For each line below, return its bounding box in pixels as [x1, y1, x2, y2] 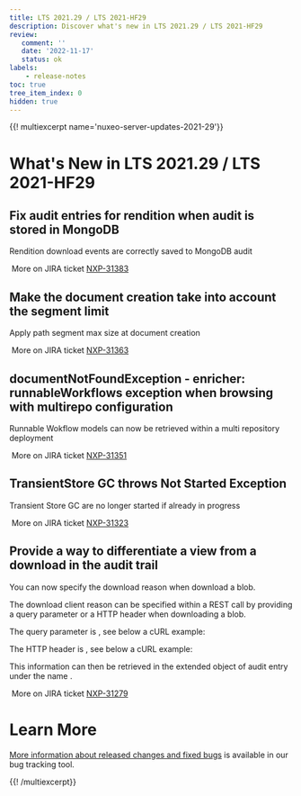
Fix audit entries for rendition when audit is [9, 208, 254, 223]
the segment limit [9, 303, 110, 319]
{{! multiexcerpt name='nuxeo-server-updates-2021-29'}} [9, 122, 224, 132]
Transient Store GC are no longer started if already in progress [9, 500, 241, 511]
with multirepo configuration [9, 399, 173, 414]
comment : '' [21, 38, 66, 48]
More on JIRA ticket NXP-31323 [11, 517, 128, 528]
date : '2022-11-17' [21, 47, 94, 56]
